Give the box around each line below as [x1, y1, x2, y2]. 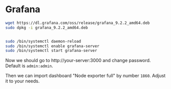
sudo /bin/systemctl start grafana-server [5, 48, 97, 53]
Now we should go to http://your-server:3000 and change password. [5, 57, 151, 64]
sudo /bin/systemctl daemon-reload [5, 39, 81, 44]
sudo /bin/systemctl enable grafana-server [5, 43, 100, 49]
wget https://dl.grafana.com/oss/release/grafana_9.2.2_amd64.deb [5, 20, 150, 25]
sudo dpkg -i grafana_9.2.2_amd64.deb [5, 25, 88, 30]
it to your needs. [5, 78, 40, 84]
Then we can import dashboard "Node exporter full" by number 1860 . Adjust [5, 73, 166, 79]
